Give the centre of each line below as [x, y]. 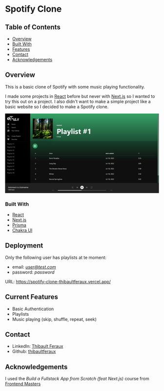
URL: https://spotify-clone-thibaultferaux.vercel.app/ [58, 281]
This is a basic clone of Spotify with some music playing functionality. [75, 87]
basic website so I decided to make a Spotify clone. [57, 107]
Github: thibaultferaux [34, 351]
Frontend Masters [23, 384]
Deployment [24, 246]
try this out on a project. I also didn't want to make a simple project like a [78, 101]
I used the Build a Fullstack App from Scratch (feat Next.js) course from [77, 379]
